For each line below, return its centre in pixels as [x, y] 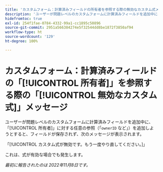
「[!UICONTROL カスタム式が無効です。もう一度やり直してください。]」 [76, 144]
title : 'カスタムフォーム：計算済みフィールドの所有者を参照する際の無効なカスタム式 [80, 9]
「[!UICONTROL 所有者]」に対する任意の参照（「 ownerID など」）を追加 [75, 128]
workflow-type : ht [24, 32]
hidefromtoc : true [24, 18]
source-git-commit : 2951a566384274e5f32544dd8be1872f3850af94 [69, 28]
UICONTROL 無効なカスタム [101, 95]
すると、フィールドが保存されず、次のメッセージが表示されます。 [79, 134]
